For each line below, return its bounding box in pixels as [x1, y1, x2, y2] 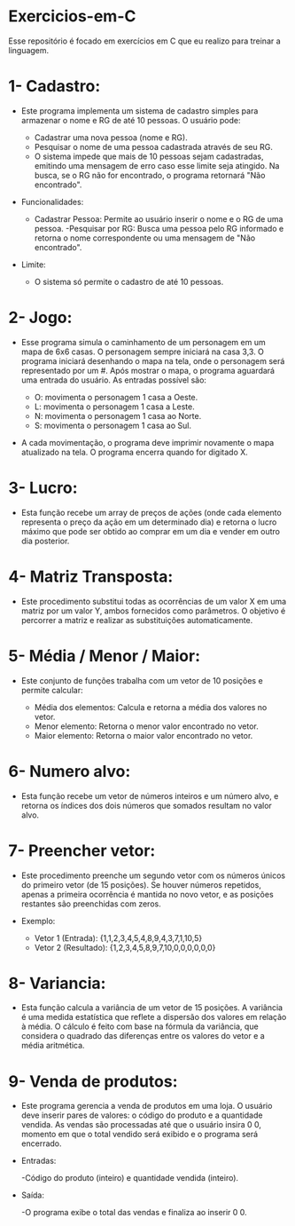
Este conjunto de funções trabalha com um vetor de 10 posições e [20, 675, 263, 685]
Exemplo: [20, 915, 56, 926]
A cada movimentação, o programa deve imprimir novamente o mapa [20, 437, 275, 447]
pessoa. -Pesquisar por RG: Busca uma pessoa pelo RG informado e [34, 223, 284, 233]
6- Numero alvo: [8, 761, 131, 781]
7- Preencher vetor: [8, 841, 156, 860]
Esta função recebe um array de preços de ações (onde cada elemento [20, 507, 283, 518]
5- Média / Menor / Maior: [8, 645, 201, 666]
